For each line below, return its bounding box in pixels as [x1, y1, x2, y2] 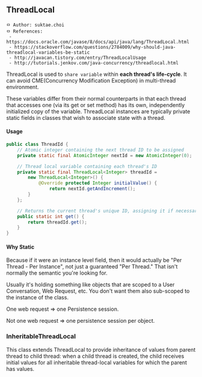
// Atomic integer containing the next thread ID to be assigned [17, 147, 185, 153]
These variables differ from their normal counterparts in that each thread [6, 95, 186, 102]
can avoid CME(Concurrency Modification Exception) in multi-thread [6, 76, 176, 84]
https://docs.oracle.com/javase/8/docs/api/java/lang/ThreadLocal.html [6, 39, 189, 45]
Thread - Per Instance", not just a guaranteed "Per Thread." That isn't [6, 263, 178, 270]
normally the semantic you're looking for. [6, 269, 108, 276]
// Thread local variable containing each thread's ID [17, 163, 158, 169]
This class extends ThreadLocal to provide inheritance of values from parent [6, 346, 196, 353]
